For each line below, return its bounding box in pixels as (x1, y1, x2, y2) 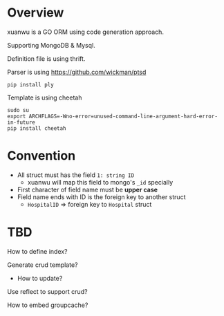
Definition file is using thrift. (7, 54, 86, 63)
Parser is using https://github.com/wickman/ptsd (7, 68, 147, 76)
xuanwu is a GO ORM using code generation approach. (7, 28, 165, 36)
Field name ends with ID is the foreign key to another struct (17, 192, 186, 201)
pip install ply (7, 81, 54, 88)
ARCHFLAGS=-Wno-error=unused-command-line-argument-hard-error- (28, 113, 218, 120)
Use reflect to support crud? (7, 287, 88, 295)
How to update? (17, 274, 63, 282)
